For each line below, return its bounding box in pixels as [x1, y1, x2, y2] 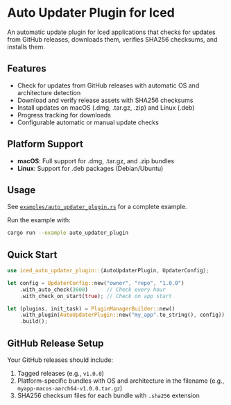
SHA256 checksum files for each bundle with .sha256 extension [17, 391, 200, 399]
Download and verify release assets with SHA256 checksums [17, 96, 194, 104]
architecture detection [17, 88, 81, 97]
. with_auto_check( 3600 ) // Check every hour [19, 286, 166, 293]
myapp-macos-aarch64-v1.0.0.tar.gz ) [17, 384, 123, 392]
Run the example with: [7, 216, 71, 224]
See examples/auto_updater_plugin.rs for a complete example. [7, 203, 187, 211]
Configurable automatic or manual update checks [17, 118, 160, 126]
